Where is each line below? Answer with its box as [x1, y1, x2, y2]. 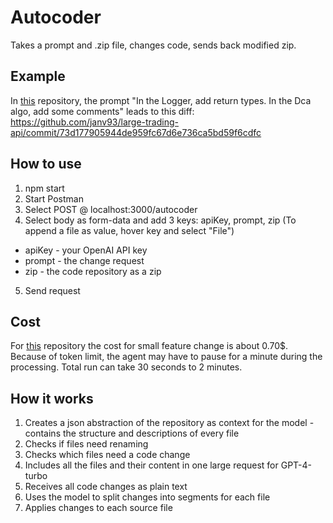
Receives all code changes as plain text [24, 481, 188, 493]
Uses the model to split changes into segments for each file [24, 491, 271, 503]
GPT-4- [280, 459, 313, 471]
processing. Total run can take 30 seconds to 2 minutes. [10, 361, 243, 373]
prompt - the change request [24, 254, 145, 266]
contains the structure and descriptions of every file [24, 427, 240, 440]
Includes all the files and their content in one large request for [24, 459, 279, 471]
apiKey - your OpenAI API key [24, 244, 148, 256]
